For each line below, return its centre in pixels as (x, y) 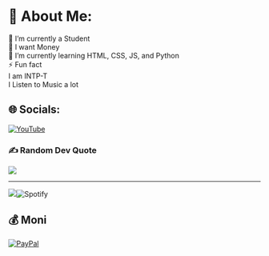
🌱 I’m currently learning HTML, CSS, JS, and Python (94, 55)
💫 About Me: (50, 16)
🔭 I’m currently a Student (49, 38)
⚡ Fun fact (25, 64)
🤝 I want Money (34, 46)
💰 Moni (28, 220)
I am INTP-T (28, 76)
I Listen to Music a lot (43, 84)
